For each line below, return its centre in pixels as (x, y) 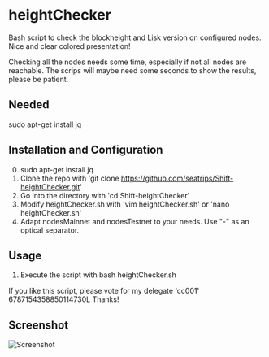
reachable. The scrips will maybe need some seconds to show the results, (132, 70)
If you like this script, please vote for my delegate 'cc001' (104, 291)
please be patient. (39, 79)
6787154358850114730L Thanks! (64, 299)
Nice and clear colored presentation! (70, 46)
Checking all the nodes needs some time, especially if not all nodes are (128, 62)
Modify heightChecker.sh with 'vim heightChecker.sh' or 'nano (125, 204)
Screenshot (39, 325)
